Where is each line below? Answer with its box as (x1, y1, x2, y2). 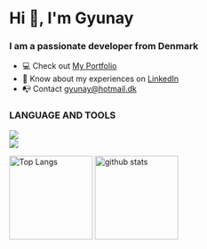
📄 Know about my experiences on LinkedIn (21, 73, 179, 84)
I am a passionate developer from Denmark (9, 40, 199, 53)
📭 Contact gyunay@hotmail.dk (21, 84, 138, 95)
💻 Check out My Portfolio (21, 61, 117, 71)
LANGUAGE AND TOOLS (9, 109, 116, 121)
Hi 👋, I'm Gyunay (9, 8, 134, 29)
